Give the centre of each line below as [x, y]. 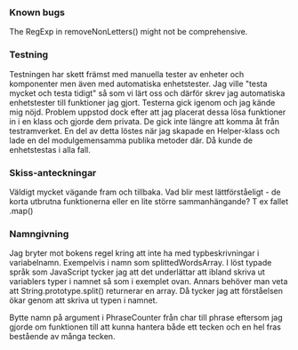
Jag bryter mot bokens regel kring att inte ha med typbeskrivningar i [134, 253]
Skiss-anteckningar [53, 172]
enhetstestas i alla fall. [50, 149]
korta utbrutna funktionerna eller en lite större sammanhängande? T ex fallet [149, 201]
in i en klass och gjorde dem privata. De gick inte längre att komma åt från [145, 121]
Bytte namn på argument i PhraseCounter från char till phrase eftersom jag [146, 318]
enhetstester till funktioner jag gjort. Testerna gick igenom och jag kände [142, 102]
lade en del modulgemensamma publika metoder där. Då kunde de [131, 140]
